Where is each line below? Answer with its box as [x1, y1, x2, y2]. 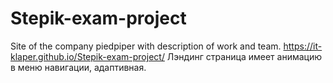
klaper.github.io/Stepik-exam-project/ [10, 50, 165, 62]
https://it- [283, 40, 323, 52]
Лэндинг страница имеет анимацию [166, 50, 322, 62]
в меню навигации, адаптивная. [10, 61, 147, 73]
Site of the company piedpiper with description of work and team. [10, 40, 282, 52]
